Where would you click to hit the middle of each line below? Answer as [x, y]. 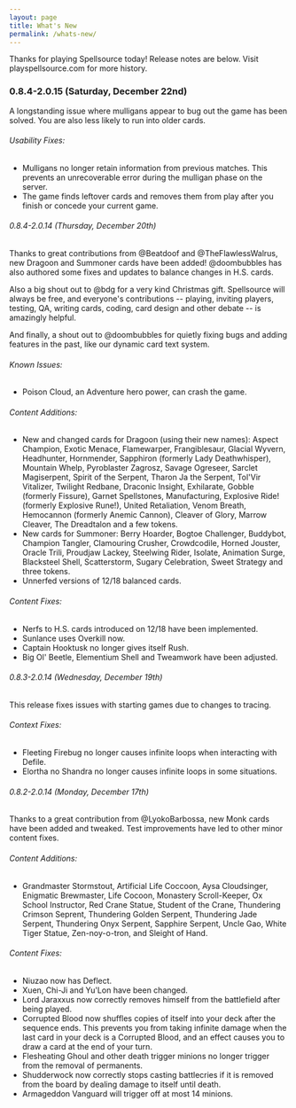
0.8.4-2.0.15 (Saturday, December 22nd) [98, 91]
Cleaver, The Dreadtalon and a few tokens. [100, 525]
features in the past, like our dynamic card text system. [109, 344]
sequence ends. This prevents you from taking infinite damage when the [154, 1027]
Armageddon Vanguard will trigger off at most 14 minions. [127, 1093]
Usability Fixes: [37, 140]
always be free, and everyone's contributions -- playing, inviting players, [142, 299]
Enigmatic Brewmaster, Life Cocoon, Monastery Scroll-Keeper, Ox [142, 895]
